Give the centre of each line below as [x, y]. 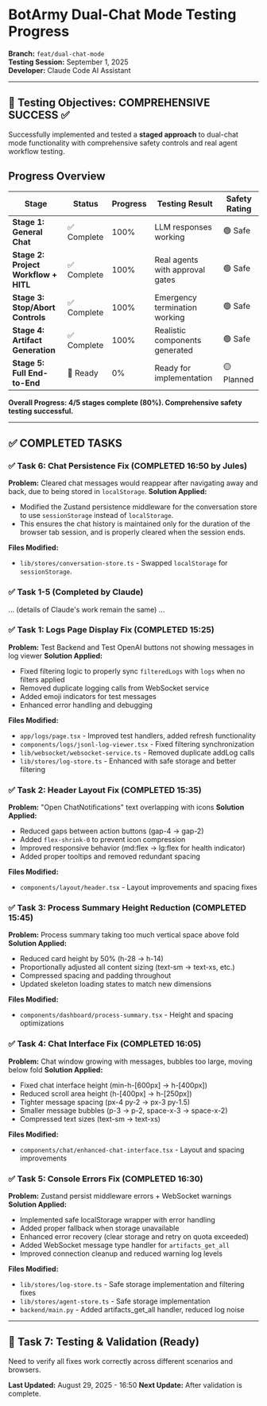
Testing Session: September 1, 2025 [68, 62]
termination [176, 307]
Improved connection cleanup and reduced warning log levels [121, 1253]
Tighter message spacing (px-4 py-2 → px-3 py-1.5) [105, 1102]
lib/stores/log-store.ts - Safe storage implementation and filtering [132, 1284]
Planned [238, 380]
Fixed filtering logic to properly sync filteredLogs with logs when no [132, 671]
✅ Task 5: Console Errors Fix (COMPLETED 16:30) [106, 1179]
